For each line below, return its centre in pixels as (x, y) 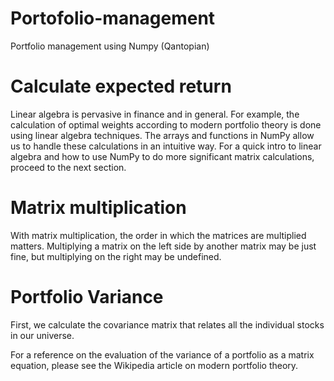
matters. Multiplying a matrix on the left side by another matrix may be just (163, 246)
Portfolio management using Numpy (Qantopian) (110, 46)
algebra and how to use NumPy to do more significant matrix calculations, (162, 156)
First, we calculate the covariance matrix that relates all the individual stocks (167, 324)
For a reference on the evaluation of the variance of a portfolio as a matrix (162, 354)
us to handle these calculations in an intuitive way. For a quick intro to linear (166, 146)
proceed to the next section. (68, 167)
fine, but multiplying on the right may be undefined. (116, 256)
